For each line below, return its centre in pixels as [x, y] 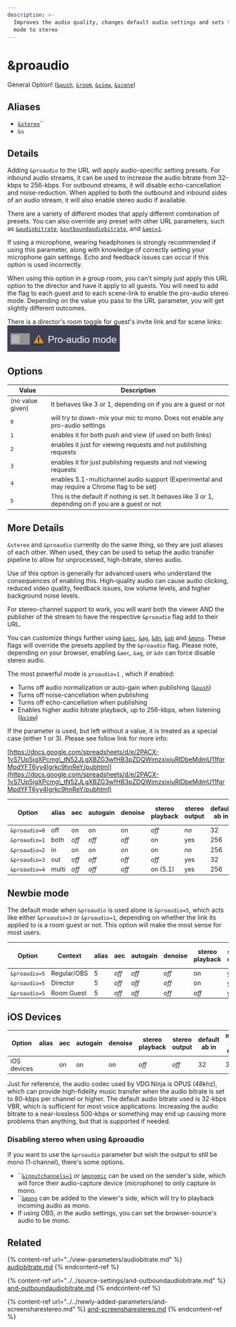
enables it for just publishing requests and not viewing [129, 462]
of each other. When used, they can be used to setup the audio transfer [111, 552]
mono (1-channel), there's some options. [66, 1162]
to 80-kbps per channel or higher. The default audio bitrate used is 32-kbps [117, 1099]
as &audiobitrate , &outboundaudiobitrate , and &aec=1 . [85, 228]
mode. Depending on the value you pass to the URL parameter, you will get [116, 300]
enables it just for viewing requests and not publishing [129, 445]
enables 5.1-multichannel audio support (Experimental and [137, 479]
